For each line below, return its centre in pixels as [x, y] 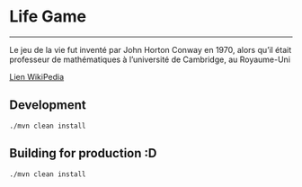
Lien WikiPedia [37, 76]
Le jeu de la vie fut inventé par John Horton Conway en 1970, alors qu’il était [151, 49]
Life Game [48, 17]
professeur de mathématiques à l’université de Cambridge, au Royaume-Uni [150, 59]
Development [48, 105]
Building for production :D [83, 153]
